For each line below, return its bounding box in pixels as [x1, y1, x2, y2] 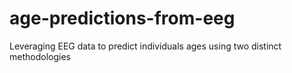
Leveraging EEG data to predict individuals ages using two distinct [9, 40, 282, 52]
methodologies [9, 50, 71, 62]
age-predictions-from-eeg [9, 7, 236, 30]
